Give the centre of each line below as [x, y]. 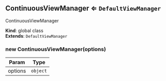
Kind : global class [24, 31]
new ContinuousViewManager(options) [56, 49]
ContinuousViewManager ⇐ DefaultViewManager [83, 8]
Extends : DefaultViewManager [36, 36]
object [39, 71]
